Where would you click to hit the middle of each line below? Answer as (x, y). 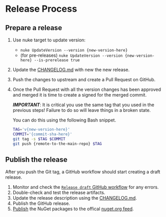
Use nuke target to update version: (49, 40)
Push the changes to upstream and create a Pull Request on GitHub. (84, 79)
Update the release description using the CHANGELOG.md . (75, 198)
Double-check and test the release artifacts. (59, 192)
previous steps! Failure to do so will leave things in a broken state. (82, 110)
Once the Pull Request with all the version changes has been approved (87, 89)
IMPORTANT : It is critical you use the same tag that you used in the (83, 105)
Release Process (41, 9)
